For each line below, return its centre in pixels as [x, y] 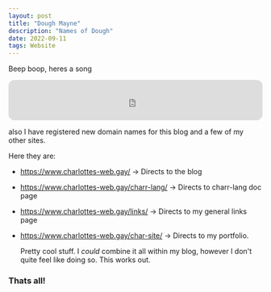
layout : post [30, 16]
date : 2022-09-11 [38, 38]
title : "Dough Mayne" [45, 23]
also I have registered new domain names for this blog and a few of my [126, 132]
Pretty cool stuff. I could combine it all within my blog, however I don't [136, 252]
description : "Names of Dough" [61, 31]
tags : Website [32, 46]
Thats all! [27, 281]
